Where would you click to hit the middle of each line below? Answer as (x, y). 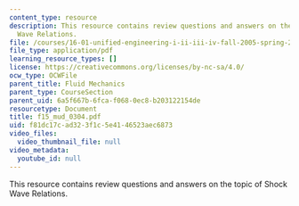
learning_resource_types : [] (63, 59)
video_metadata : (39, 150)
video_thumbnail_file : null (69, 142)
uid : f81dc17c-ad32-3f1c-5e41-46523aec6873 (91, 126)
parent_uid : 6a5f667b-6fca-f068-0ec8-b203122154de (105, 100)
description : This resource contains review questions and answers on (143, 26)
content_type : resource (53, 17)
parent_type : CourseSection (61, 92)
